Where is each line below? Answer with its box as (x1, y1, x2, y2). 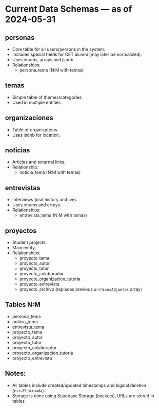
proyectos (5, 226, 37, 235)
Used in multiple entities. (12, 99, 62, 105)
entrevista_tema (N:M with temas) (19, 212, 87, 218)
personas (5, 33, 35, 42)
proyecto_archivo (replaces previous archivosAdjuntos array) (19, 287, 142, 292)
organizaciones (5, 114, 54, 122)
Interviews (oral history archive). (12, 197, 78, 203)
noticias (5, 146, 30, 155)
